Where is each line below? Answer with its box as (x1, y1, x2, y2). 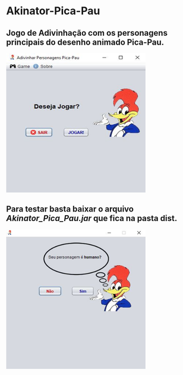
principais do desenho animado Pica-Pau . (6, 37, 165, 47)
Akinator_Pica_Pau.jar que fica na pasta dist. (6, 213, 178, 223)
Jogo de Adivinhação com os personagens (6, 28, 168, 38)
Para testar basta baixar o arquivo (6, 204, 134, 215)
